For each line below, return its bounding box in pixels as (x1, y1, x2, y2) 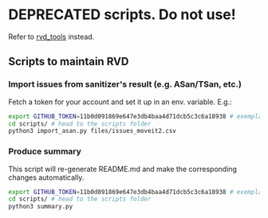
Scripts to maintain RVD (8, 55, 129, 68)
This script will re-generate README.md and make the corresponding (8, 164, 238, 173)
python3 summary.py (8, 203, 73, 211)
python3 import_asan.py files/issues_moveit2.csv (8, 127, 177, 135)
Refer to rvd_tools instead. (8, 32, 95, 41)
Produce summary (8, 146, 82, 157)
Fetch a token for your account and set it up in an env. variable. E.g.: (8, 97, 233, 107)
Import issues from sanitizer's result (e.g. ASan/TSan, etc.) (8, 79, 242, 90)
